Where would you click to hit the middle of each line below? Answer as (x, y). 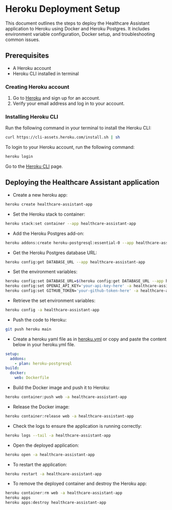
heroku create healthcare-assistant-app (49, 204)
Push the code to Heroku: (40, 319)
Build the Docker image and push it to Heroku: (61, 388)
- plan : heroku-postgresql (43, 363)
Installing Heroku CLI (32, 117)
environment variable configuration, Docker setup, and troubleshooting (80, 34)
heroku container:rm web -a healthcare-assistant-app (64, 493)
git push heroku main (28, 329)
